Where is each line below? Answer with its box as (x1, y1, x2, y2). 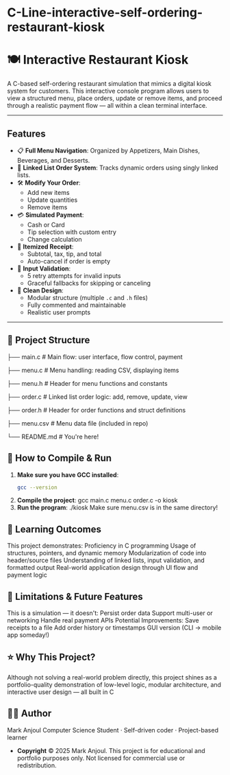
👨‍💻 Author (7, 708, 52, 719)
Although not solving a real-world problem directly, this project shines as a (7, 673, 218, 681)
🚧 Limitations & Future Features (7, 590, 144, 602)
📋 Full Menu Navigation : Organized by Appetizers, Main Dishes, (16, 146, 201, 154)
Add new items (27, 188, 70, 196)
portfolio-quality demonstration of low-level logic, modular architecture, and (7, 680, 221, 689)
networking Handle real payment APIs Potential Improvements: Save (7, 616, 200, 625)
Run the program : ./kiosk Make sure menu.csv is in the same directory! (16, 503, 218, 512)
